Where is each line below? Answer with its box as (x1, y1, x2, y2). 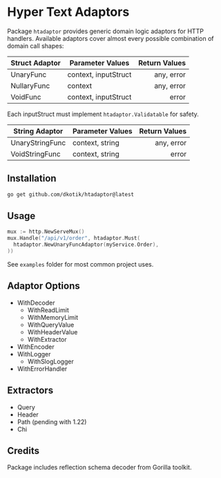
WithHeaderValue (27, 327, 78, 336)
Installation (7, 173, 57, 184)
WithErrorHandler (17, 364, 68, 373)
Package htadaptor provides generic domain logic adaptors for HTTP (7, 27, 204, 35)
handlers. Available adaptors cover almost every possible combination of (7, 34, 214, 42)
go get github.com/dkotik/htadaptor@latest (7, 191, 135, 198)
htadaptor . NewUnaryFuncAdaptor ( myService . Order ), (13, 241, 159, 249)
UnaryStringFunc (10, 137, 66, 147)
